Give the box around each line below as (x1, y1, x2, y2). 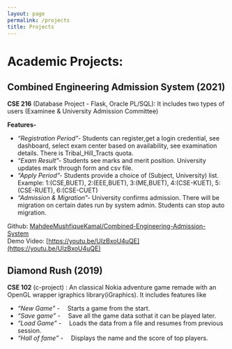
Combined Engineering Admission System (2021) (7, 81, 226, 93)
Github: (7, 222, 29, 231)
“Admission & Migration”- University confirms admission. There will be (17, 194, 220, 202)
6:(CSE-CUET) (56, 186, 99, 194)
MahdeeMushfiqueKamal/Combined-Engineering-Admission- (29, 222, 206, 231)
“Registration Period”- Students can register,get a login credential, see (17, 134, 220, 143)
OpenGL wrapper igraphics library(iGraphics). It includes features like (7, 291, 207, 299)
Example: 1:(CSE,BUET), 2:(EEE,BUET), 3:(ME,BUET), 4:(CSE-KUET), (17, 179, 214, 187)
